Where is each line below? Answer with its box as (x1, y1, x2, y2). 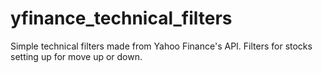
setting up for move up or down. (10, 50, 143, 62)
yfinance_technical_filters (10, 7, 233, 30)
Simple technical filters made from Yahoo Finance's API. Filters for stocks (10, 40, 313, 52)
